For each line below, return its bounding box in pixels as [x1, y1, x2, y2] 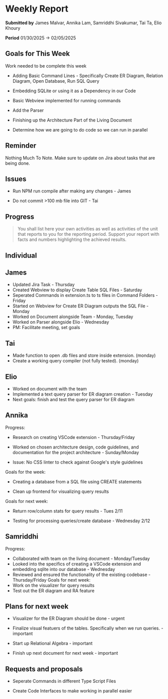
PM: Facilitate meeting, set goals [12, 325, 80, 331]
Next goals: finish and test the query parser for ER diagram [12, 397, 135, 403]
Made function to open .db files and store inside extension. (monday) [12, 352, 156, 358]
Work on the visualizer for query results [12, 582, 95, 588]
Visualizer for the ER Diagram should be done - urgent [12, 615, 125, 621]
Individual [5, 251, 37, 260]
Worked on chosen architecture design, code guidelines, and [12, 444, 139, 450]
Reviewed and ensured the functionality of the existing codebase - [12, 571, 151, 578]
